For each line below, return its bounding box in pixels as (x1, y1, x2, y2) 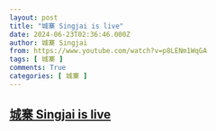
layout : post (9, 13, 58, 22)
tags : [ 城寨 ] (9, 55, 64, 64)
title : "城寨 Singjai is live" (9, 22, 124, 31)
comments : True (9, 64, 67, 73)
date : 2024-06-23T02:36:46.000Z (9, 30, 130, 39)
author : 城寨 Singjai (9, 38, 88, 48)
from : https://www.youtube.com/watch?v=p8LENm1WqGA (9, 47, 207, 56)
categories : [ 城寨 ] (9, 72, 88, 81)
